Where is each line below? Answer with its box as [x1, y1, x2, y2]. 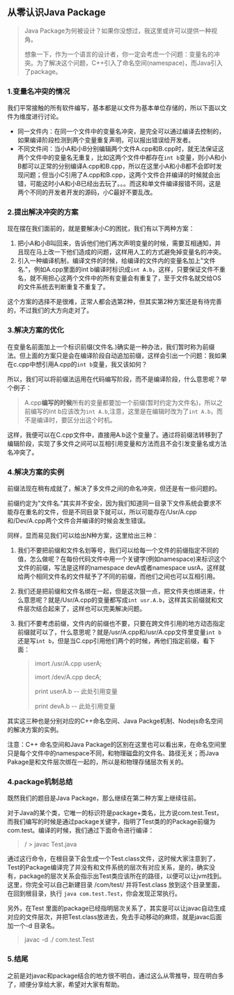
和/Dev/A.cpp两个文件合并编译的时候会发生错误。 [7, 516, 150, 525]
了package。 [24, 67, 62, 75]
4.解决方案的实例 [7, 467, 65, 477]
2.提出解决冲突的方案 [7, 208, 79, 217]
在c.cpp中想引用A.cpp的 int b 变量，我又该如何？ [7, 360, 148, 368]
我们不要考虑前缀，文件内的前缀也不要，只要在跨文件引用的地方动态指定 [17, 619, 225, 627]
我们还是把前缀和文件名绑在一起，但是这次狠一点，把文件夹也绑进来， [17, 587, 219, 595]
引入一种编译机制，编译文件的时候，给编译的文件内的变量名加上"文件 [17, 256, 216, 265]
